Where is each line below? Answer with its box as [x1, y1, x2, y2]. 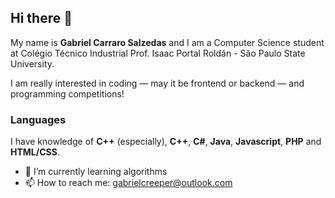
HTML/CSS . [10, 146, 60, 158]
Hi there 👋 [10, 10, 73, 27]
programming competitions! [10, 87, 125, 100]
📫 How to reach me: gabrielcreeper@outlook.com [24, 177, 233, 189]
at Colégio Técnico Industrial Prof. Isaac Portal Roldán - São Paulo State [10, 47, 306, 59]
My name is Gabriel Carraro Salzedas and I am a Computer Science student [10, 36, 325, 48]
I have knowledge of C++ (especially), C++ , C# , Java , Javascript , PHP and [10, 136, 322, 148]
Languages [10, 112, 67, 126]
